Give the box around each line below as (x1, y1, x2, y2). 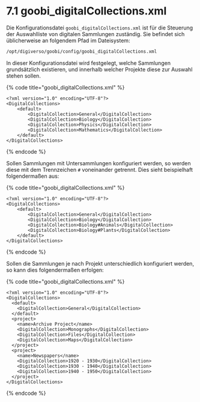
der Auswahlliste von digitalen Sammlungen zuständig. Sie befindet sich (6, 30, 185, 37)
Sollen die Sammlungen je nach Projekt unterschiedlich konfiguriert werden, (6, 260, 194, 267)
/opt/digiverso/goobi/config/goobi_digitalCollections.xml (6, 48, 157, 55)
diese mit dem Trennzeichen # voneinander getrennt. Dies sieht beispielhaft (6, 166, 193, 173)
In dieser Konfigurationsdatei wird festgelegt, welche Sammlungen (6, 59, 171, 67)
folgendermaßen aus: (6, 172, 59, 180)
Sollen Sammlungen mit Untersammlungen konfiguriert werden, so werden (6, 159, 191, 166)
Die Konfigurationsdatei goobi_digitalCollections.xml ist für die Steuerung (6, 24, 193, 31)
